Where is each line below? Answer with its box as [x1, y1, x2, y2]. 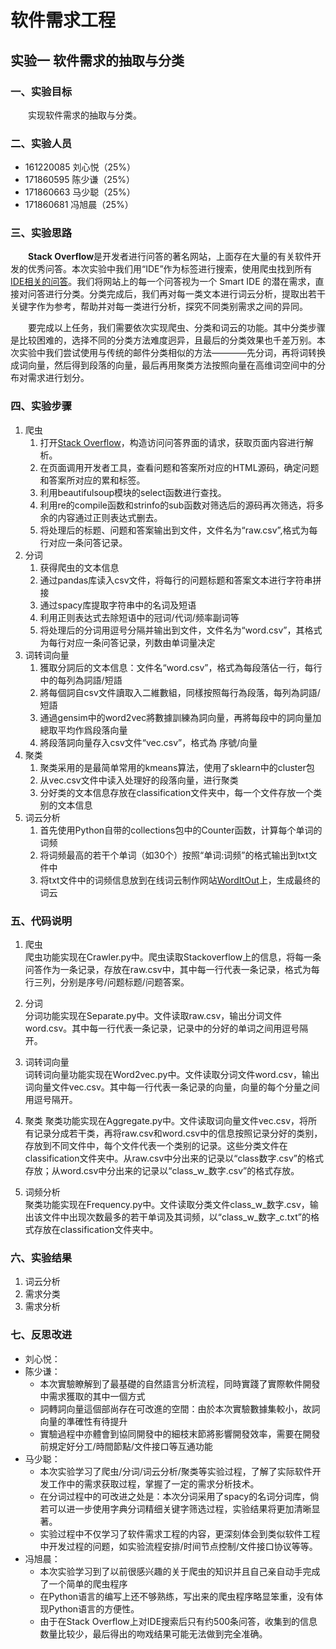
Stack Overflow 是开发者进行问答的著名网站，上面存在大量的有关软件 [28, 251, 313, 263]
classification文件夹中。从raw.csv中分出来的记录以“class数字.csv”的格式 [24, 1152, 324, 1165]
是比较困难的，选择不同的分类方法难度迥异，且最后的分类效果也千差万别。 [10, 334, 317, 346]
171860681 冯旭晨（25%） [24, 199, 134, 211]
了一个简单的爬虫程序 [39, 1577, 128, 1590]
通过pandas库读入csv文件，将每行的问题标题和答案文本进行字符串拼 [39, 574, 322, 586]
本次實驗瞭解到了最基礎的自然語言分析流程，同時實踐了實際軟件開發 [39, 1377, 321, 1390]
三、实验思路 [10, 226, 73, 240]
